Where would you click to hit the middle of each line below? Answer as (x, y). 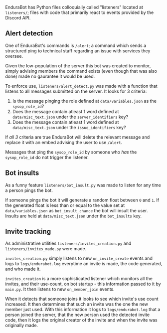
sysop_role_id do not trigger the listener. (47, 157)
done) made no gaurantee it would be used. (50, 76)
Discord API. (18, 18)
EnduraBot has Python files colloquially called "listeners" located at (74, 7)
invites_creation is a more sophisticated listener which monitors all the (79, 279)
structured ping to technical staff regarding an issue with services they (78, 51)
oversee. (14, 56)
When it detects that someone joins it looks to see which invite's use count (82, 299)
